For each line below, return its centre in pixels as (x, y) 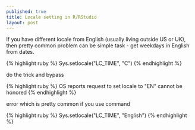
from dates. (20, 52)
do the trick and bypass (35, 75)
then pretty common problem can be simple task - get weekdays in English (98, 45)
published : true (26, 12)
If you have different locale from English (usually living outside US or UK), (96, 40)
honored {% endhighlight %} (41, 93)
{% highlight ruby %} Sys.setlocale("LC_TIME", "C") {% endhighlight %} (94, 63)
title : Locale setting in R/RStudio (51, 17)
